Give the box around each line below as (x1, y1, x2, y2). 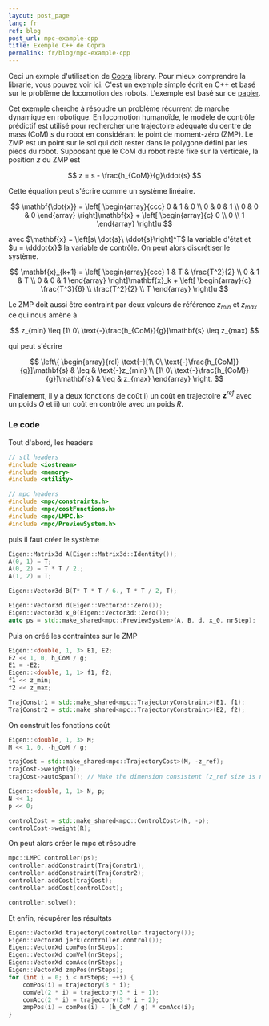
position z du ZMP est (8, 155, 81, 165)
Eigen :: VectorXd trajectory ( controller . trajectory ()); (8, 929, 195, 937)
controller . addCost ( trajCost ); (8, 877, 113, 885)
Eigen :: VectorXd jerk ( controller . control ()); (8, 936, 163, 944)
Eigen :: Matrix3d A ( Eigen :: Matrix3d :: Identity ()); (8, 550, 178, 558)
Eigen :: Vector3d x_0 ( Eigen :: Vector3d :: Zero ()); (8, 608, 171, 617)
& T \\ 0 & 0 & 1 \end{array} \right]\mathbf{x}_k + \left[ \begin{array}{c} (17, 276, 252, 285)
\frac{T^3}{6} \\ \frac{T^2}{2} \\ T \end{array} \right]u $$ (40, 284, 229, 293)
